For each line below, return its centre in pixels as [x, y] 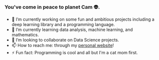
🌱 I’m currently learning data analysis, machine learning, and [72, 30]
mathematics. [25, 35]
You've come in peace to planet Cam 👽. [52, 7]
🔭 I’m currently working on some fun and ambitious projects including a [83, 19]
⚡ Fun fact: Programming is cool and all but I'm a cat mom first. [75, 53]
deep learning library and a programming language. [63, 25]
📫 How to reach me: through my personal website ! [63, 45]
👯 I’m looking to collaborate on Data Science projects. [65, 40]
